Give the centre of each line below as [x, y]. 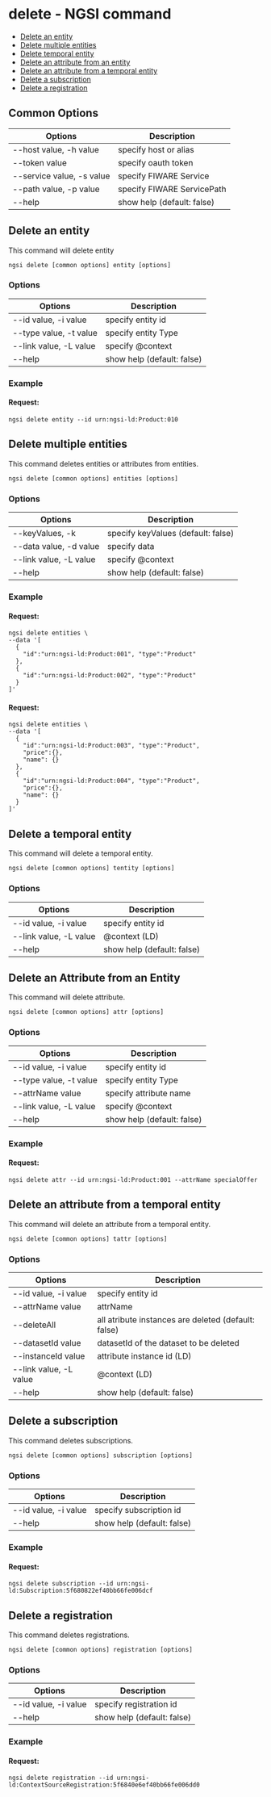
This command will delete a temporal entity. [81, 853]
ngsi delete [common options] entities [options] [94, 478]
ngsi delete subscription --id [61, 1584]
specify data [131, 547]
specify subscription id [138, 1510]
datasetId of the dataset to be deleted [168, 1343]
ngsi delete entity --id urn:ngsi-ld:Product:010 [94, 419]
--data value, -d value [56, 547]
